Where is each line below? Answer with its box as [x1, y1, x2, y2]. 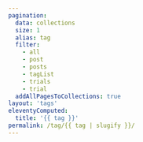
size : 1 [15, 26, 41, 34]
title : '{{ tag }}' [15, 114, 79, 122]
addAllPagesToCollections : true [15, 92, 122, 100]
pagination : [8, 11, 47, 20]
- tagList [22, 70, 55, 78]
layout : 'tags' [8, 99, 58, 107]
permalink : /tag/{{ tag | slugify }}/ [8, 121, 135, 129]
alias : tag [15, 33, 51, 42]
